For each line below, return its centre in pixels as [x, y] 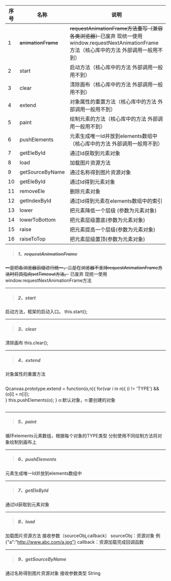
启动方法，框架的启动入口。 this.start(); [47, 311]
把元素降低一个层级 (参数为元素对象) [113, 211]
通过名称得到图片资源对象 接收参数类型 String [53, 573]
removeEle [32, 191]
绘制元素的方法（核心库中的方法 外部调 [116, 119]
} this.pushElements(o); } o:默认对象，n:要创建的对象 [60, 400]
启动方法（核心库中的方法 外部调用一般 [116, 67]
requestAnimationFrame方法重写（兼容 [116, 29]
